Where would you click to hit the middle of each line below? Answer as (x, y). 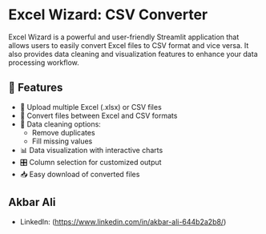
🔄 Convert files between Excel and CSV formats (99, 115)
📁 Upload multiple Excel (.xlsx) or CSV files (91, 107)
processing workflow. (44, 63)
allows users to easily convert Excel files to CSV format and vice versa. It (129, 45)
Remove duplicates (63, 132)
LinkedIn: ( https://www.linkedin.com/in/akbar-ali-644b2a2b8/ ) (123, 221)
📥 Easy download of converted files (80, 174)
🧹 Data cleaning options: (60, 124)
